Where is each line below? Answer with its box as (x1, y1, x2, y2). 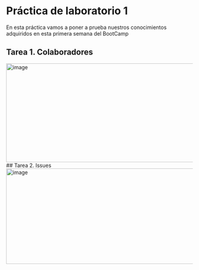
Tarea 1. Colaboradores (6, 47, 94, 57)
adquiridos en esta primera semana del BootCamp (6, 30, 129, 37)
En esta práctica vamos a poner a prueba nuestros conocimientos (6, 24, 167, 31)
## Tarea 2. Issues (6, 162, 52, 169)
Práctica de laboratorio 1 (6, 4, 129, 18)
